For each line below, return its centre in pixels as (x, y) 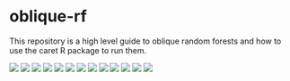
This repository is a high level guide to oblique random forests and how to (145, 41)
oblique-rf (48, 16)
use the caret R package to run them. (78, 50)
